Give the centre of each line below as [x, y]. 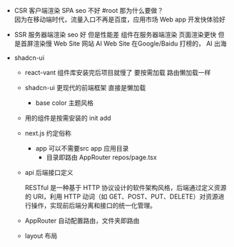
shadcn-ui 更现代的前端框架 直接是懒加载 [85, 87]
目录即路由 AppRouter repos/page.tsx [101, 157]
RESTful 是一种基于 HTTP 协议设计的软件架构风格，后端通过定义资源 [126, 187]
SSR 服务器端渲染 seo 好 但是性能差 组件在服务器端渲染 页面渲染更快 [115, 35]
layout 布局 [41, 236]
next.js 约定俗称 [48, 133]
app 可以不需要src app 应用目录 [82, 148]
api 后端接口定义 [49, 172]
